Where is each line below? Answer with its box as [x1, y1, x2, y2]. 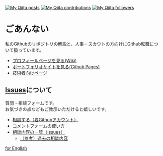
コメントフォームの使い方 [12, 123, 65, 129]
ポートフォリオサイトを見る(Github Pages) [12, 63, 100, 69]
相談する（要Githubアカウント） [12, 116, 79, 122]
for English [5, 145, 27, 151]
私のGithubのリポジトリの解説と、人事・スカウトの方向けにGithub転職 [5, 41, 150, 47]
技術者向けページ [12, 70, 48, 76]
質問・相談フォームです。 [5, 100, 57, 106]
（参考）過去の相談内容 [19, 135, 68, 141]
